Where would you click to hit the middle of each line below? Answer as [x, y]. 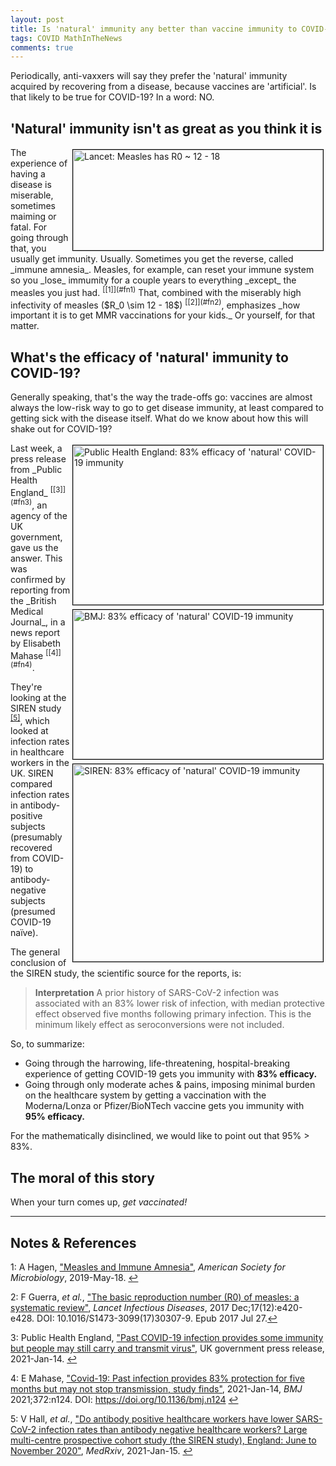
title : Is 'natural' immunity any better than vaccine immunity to [154, 29]
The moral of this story [82, 1177]
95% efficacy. [54, 1117]
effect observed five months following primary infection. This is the [173, 1014]
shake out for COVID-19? [61, 429]
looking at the [38, 697]
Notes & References [73, 1242]
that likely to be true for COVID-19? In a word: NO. [112, 97]
